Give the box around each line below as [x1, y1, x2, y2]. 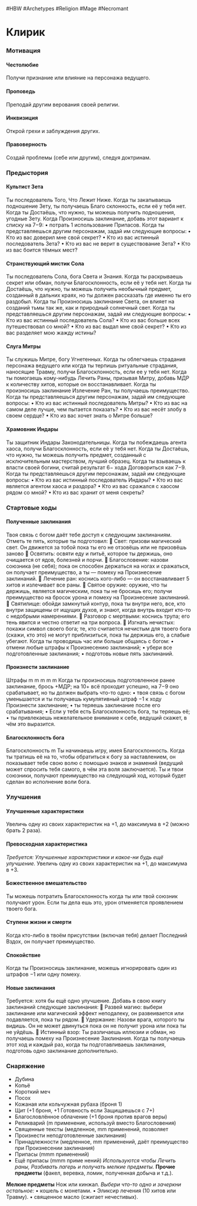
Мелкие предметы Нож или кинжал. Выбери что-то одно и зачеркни [6, 1181, 181, 1188]
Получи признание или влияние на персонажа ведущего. [6, 74, 151, 81]
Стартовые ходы [6, 503, 57, 512]
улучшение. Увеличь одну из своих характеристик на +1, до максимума [6, 860, 188, 867]
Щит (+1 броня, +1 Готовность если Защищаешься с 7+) [14, 1106, 155, 1114]
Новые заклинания [6, 984, 56, 991]
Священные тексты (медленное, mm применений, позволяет [14, 1125, 169, 1132]
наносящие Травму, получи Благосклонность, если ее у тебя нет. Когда [6, 368, 187, 376]
